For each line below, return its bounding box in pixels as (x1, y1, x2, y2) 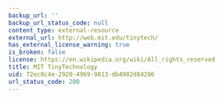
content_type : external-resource (8, 26, 119, 34)
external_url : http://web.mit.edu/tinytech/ (8, 33, 158, 42)
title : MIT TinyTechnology (8, 63, 98, 71)
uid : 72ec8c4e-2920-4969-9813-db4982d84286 (8, 70, 155, 78)
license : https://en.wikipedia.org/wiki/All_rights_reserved (8, 56, 216, 64)
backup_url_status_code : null (8, 19, 109, 27)
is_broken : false (8, 48, 66, 56)
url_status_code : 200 (8, 77, 80, 85)
